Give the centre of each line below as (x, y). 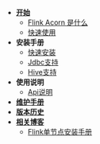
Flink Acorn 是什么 (58, 22)
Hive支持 (42, 72)
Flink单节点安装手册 (60, 132)
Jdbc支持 (43, 62)
